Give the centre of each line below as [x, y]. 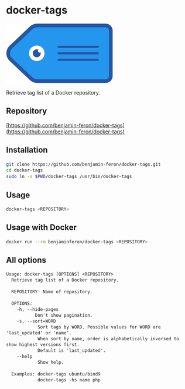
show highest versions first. [43, 345]
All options [26, 260]
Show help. [51, 363]
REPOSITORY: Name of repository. [52, 292]
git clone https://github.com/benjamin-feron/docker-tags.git [83, 164]
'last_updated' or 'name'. [39, 333]
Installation [27, 150]
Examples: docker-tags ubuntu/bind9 [56, 374]
